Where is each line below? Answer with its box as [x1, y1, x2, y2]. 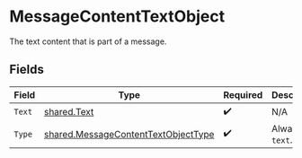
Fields [9, 62, 45, 77]
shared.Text [43, 106, 94, 118]
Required [223, 88, 263, 101]
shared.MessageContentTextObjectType [43, 127, 215, 140]
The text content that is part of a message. [9, 36, 167, 47]
